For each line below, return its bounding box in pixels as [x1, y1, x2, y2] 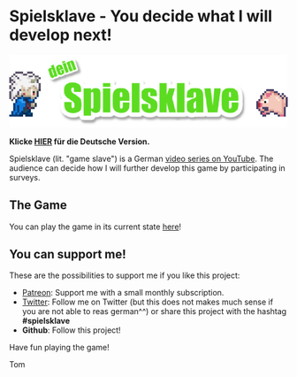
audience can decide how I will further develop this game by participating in [9, 162, 286, 173]
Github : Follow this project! [21, 325, 121, 335]
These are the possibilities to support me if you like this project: [9, 270, 240, 281]
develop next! [9, 25, 112, 45]
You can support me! [9, 246, 126, 262]
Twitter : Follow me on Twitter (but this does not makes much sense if [21, 296, 274, 307]
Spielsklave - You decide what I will [9, 6, 272, 27]
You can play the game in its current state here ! [9, 221, 182, 232]
